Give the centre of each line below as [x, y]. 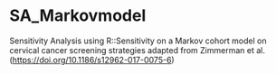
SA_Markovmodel [78, 16]
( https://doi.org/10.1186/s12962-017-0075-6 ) [92, 60]
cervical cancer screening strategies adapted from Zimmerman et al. [137, 50]
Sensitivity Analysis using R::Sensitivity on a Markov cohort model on [138, 41]
